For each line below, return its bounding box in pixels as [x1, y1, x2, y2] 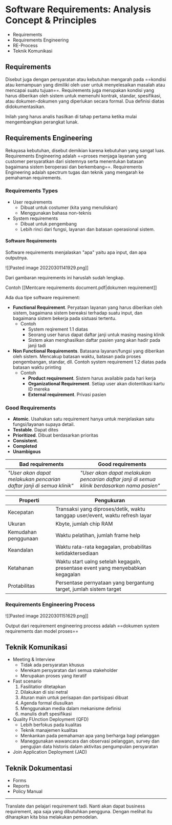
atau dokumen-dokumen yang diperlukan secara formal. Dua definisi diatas [5, 98, 165, 104]
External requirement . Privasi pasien [28, 391, 106, 398]
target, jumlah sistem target [55, 586, 121, 593]
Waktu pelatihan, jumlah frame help [55, 532, 141, 539]
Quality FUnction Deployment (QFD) [12, 716, 89, 723]
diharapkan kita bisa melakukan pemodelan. [5, 814, 98, 820]
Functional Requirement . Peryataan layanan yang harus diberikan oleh [12, 304, 163, 311]
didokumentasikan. [5, 104, 46, 110]
